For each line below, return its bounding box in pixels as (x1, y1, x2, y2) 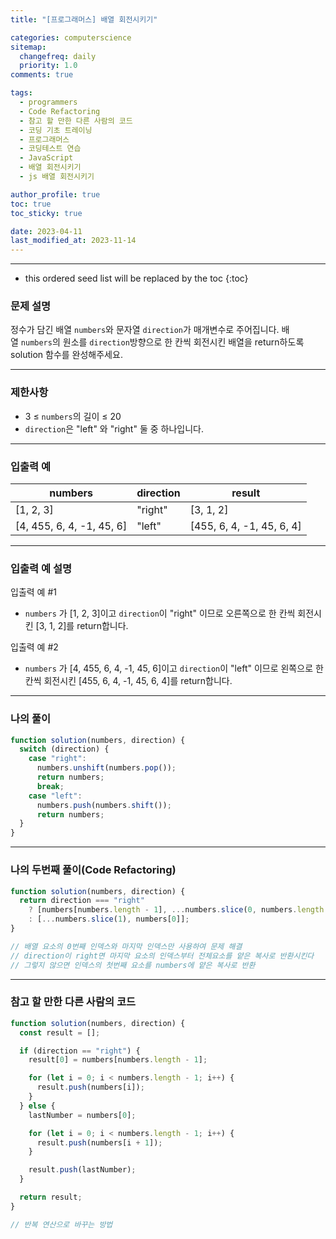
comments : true (10, 70, 74, 80)
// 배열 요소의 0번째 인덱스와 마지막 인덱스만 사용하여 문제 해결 (10, 941, 243, 951)
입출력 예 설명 (10, 561, 73, 575)
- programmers (19, 97, 78, 107)
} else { (19, 1101, 56, 1111)
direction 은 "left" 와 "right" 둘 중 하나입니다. (24, 422, 204, 435)
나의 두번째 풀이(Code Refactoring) (10, 863, 177, 877)
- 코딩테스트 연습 (19, 144, 82, 154)
